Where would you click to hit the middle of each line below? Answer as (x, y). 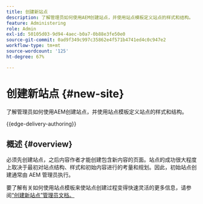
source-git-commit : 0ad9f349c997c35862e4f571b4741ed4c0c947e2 (86, 40)
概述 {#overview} (39, 144)
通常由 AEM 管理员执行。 (43, 175)
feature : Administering (36, 23)
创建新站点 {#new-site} (65, 94)
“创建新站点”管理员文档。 (43, 195)
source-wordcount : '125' (37, 51)
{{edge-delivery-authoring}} (41, 124)
